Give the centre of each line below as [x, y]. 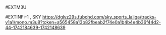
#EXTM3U [16, 7]
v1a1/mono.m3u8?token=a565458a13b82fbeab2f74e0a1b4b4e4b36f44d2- [83, 22]
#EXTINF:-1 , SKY [23, 17]
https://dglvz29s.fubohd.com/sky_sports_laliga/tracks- [99, 17]
